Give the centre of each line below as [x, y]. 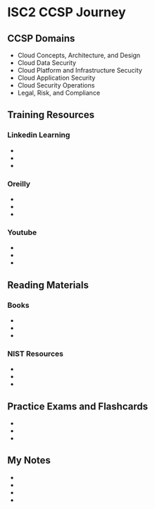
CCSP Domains [41, 38]
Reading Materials [48, 285]
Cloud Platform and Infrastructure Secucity [80, 70]
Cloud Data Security [46, 63]
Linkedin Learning [39, 135]
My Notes [29, 461]
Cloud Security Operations [56, 85]
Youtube [22, 232]
